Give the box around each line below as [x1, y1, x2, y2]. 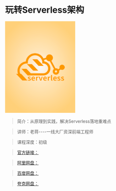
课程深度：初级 [17, 139, 47, 145]
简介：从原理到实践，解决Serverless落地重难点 [17, 118, 112, 124]
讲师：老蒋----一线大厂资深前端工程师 [17, 128, 94, 134]
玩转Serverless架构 [5, 4, 84, 16]
